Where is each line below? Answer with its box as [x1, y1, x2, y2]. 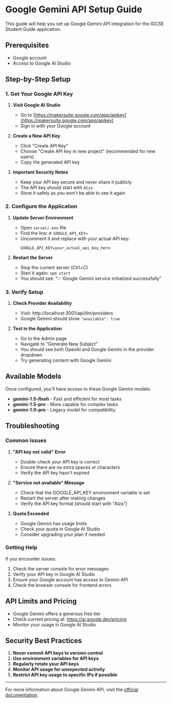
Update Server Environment [12, 214, 74, 220]
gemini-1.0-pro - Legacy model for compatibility [12, 406, 116, 413]
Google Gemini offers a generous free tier [12, 610, 101, 617]
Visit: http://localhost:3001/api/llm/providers [20, 310, 114, 317]
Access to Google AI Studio [12, 60, 71, 66]
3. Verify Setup [5, 288, 44, 295]
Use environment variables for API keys [12, 655, 99, 661]
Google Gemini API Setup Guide [5, 4, 142, 15]
